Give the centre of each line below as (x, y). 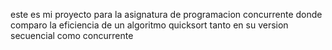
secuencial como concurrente (72, 35)
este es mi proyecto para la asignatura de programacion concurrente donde (166, 14)
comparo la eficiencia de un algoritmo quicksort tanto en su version (149, 25)
